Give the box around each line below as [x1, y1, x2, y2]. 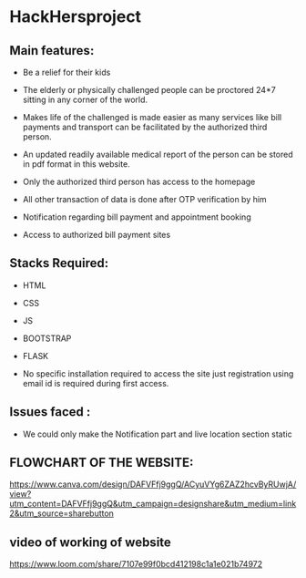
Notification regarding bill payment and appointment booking [22, 212, 252, 222]
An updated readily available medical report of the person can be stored [22, 149, 293, 160]
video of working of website [9, 534, 171, 550]
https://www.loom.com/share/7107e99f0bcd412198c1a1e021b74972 [9, 559, 263, 570]
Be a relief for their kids [22, 67, 111, 77]
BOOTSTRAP [22, 333, 72, 344]
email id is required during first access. [22, 377, 169, 388]
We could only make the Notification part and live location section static [22, 428, 293, 439]
